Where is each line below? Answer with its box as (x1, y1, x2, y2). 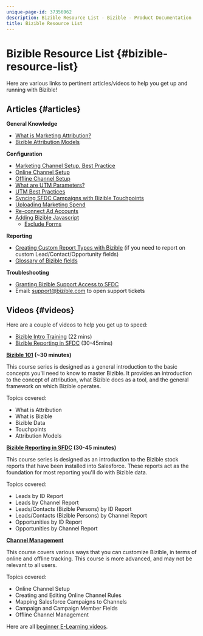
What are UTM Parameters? (15, 181, 85, 189)
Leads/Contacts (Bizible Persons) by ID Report (15, 505, 132, 513)
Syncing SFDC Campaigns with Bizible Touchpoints (15, 195, 144, 202)
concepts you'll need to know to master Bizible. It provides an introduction (6, 369, 193, 377)
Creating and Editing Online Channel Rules (15, 591, 122, 599)
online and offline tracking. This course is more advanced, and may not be (6, 555, 193, 562)
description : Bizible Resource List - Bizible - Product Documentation (6, 15, 191, 21)
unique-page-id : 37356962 (6, 9, 72, 15)
